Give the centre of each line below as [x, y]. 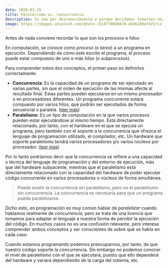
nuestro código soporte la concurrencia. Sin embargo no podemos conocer [83, 250]
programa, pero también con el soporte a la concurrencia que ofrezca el [87, 131]
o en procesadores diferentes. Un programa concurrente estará [78, 99]
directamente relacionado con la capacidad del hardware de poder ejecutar [83, 173]
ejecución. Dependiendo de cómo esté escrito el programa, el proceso [78, 53]
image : [12, 24]
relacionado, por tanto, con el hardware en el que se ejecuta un [78, 126]
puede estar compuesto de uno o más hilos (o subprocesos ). [68, 59]
